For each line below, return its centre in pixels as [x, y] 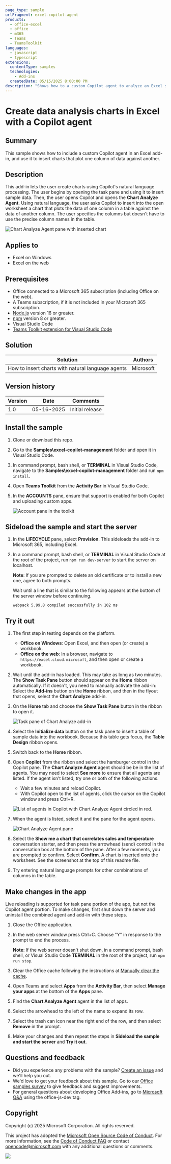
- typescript [24, 57]
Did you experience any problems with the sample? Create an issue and [88, 1070]
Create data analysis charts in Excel [82, 111]
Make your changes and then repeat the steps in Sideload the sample [86, 1036]
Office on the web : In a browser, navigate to [66, 654]
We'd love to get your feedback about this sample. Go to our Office [83, 1081]
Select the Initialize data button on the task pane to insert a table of [84, 732]
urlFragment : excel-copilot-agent [42, 15]
